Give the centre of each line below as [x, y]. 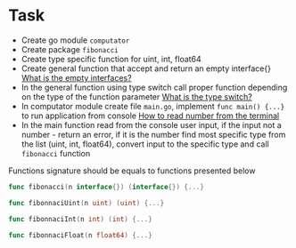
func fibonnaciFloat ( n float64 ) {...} [80, 235]
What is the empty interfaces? [76, 77]
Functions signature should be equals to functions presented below [132, 171]
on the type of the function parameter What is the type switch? [137, 96]
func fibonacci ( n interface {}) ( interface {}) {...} [106, 187]
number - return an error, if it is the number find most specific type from [153, 134]
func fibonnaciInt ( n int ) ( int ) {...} [80, 219]
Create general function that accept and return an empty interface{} [146, 68]
